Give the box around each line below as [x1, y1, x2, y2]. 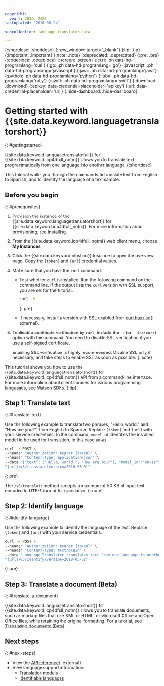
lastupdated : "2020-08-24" [5, 20, 60, 25]
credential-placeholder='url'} [5, 88, 63, 94]
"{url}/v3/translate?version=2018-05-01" [5, 464, 91, 470]
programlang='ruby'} [5, 78, 47, 84]
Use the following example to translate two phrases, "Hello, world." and [5, 421, 148, 427]
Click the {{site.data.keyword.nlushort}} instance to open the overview [12, 253, 154, 258]
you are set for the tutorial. [19, 287, 73, 293]
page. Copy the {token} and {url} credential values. [12, 258, 118, 264]
